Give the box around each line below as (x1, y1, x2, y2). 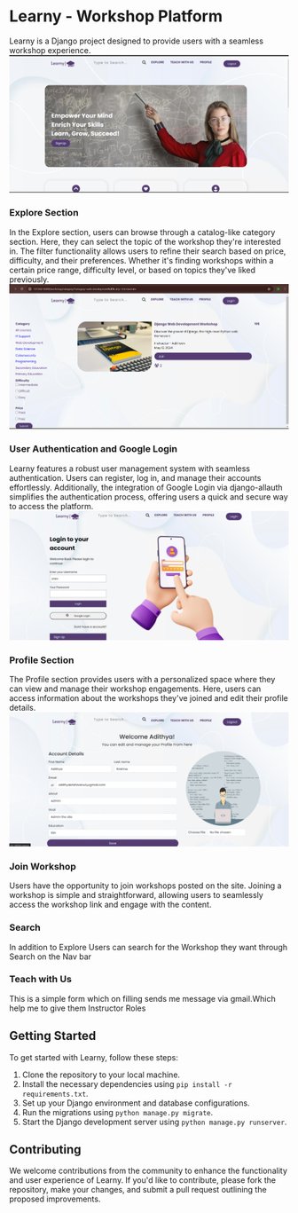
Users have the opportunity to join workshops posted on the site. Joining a (9, 880, 282, 891)
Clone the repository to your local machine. (21, 1069, 180, 1080)
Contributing (9, 1142, 82, 1157)
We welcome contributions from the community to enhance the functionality (9, 1165, 288, 1177)
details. (9, 703, 36, 713)
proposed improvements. (9, 1193, 101, 1204)
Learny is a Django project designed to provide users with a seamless (9, 35, 264, 46)
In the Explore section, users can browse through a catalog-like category (9, 226, 276, 237)
